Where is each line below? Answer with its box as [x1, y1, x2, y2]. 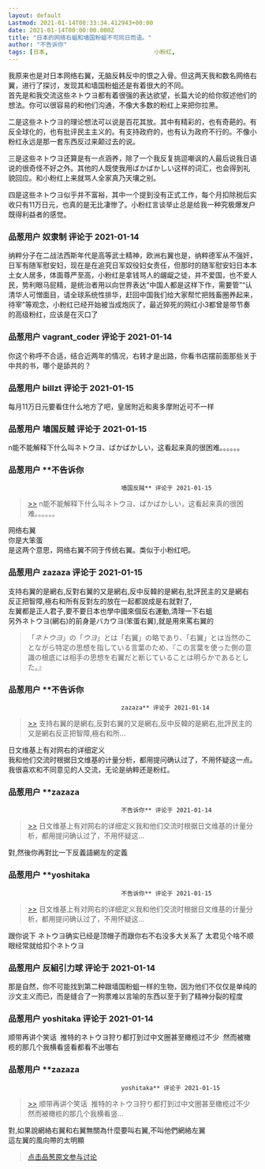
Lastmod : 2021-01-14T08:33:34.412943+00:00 [8, 19, 154, 27]
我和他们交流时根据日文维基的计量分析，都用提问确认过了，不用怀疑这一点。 [8, 755, 257, 765]
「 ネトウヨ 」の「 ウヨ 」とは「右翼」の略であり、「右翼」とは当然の [27, 632, 246, 642]
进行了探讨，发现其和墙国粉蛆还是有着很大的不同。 [21, 80, 188, 90]
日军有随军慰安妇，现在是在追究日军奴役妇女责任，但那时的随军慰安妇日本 [8, 261, 250, 270]
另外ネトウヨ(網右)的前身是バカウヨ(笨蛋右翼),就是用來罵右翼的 [8, 616, 215, 625]
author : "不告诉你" [8, 41, 68, 49]
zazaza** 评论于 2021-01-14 [121, 704, 210, 712]
